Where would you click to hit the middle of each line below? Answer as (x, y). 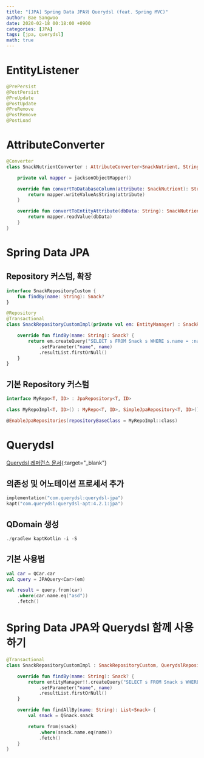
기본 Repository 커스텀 (48, 384)
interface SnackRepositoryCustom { (51, 291)
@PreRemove (20, 109)
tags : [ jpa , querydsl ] (35, 35)
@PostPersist (23, 92)
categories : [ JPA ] (29, 29)
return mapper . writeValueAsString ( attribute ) (87, 195)
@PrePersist (21, 86)
